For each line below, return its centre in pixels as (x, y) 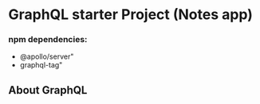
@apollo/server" (47, 56)
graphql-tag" (41, 65)
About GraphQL (48, 90)
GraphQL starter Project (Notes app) (131, 15)
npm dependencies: (48, 40)
